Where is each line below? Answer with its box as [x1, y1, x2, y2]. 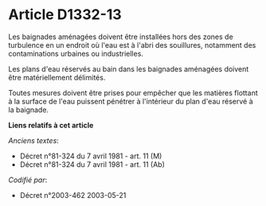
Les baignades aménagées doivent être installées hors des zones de [8, 32, 233, 41]
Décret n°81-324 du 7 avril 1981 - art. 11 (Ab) [19, 159, 166, 169]
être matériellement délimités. [8, 72, 106, 82]
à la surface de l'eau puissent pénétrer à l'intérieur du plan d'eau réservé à [8, 96, 253, 106]
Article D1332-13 [8, 6, 122, 24]
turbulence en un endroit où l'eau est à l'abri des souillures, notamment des [8, 40, 256, 49]
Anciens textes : [8, 135, 60, 145]
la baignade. [8, 105, 49, 115]
